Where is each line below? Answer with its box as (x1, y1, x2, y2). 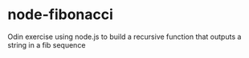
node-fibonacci (7, 6, 114, 24)
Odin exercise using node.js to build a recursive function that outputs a (7, 32, 242, 41)
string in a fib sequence (7, 40, 86, 49)
